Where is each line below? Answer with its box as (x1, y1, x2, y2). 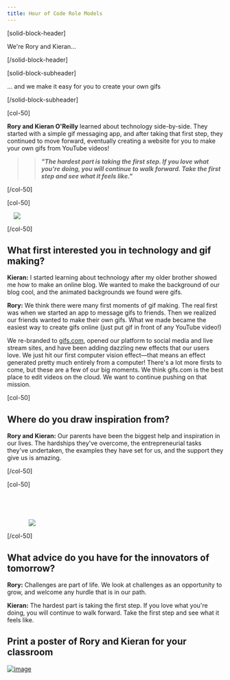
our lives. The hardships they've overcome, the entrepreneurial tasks (7, 439, 202, 447)
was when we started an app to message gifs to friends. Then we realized (7, 308, 216, 317)
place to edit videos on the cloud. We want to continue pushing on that (7, 373, 207, 381)
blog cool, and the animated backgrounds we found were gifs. (7, 288, 183, 296)
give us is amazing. (7, 454, 62, 462)
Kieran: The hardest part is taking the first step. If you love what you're (7, 602, 208, 610)
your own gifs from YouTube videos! (7, 144, 110, 152)
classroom (7, 646, 54, 658)
